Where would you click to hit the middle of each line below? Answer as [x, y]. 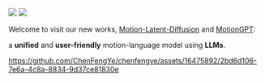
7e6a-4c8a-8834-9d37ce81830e [64, 69]
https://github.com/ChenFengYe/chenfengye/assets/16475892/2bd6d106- [133, 60]
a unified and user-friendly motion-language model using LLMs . [117, 45]
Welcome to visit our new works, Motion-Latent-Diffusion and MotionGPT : [132, 29]
